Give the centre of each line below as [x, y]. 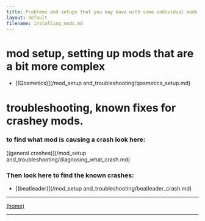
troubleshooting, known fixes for [91, 108]
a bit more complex [56, 66]
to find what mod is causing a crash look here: [76, 139]
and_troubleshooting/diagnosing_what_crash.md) [68, 160]
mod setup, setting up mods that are [100, 53]
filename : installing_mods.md [45, 23]
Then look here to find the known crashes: [70, 175]
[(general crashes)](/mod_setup [46, 153]
